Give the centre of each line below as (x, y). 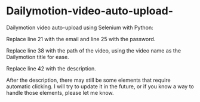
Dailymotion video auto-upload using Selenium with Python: (80, 27)
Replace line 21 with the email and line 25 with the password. (81, 39)
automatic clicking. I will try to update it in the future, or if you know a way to (100, 86)
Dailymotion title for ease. (38, 57)
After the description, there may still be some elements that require (89, 80)
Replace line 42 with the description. (51, 68)
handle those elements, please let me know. (60, 92)
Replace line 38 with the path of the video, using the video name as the (93, 50)
